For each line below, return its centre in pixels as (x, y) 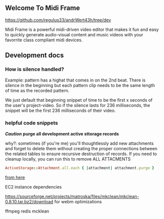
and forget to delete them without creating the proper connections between (81, 148)
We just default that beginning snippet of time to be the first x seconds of (79, 100)
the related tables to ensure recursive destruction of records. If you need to (81, 154)
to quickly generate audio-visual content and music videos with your (74, 34)
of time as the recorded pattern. (37, 90)
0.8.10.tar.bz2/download (29, 201)
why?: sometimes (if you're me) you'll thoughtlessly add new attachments (80, 143)
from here (15, 177)
